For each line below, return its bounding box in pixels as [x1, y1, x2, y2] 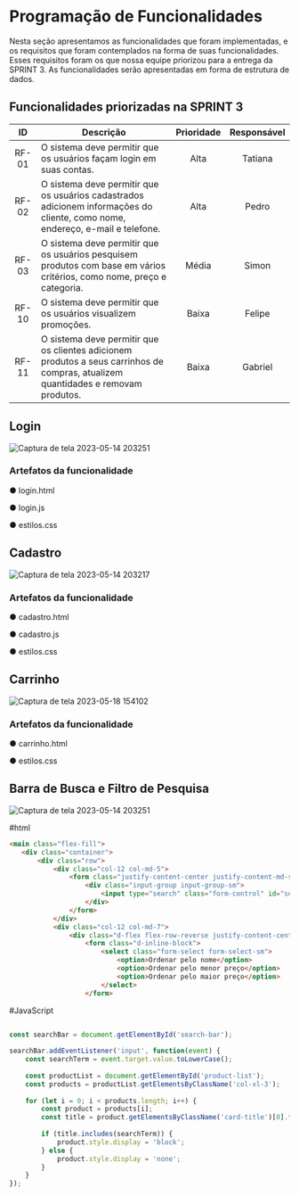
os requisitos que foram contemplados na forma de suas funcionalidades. [9, 45, 279, 55]
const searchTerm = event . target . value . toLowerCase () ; [25, 1055, 233, 1064]
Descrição [81, 126, 126, 138]
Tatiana [241, 152, 273, 164]
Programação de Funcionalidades [9, 6, 263, 27]
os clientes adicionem [41, 343, 133, 356]
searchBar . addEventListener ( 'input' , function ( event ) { [9, 1046, 221, 1056]
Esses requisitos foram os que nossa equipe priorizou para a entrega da [9, 54, 273, 65]
